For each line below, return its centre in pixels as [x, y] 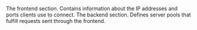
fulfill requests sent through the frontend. [56, 21]
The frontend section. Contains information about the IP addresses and [92, 9]
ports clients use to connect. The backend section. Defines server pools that [98, 15]
